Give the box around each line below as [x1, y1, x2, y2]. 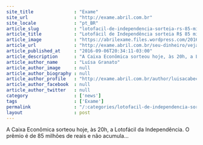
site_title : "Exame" [6, 8, 98, 15]
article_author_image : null [6, 64, 91, 71]
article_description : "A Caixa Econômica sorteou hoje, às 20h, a [6, 54, 193, 60]
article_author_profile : [6, 76, 77, 82]
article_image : [6, 37, 77, 43]
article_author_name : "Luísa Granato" [6, 59, 120, 65]
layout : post [6, 110, 91, 116]
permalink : [6, 103, 77, 110]
